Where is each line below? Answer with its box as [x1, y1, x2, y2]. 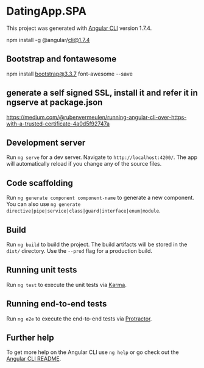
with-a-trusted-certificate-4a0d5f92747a [6, 120, 110, 127]
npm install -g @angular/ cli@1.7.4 [6, 36, 90, 43]
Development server [6, 137, 86, 147]
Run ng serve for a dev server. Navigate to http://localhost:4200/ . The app [6, 154, 198, 161]
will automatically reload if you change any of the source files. [6, 160, 162, 168]
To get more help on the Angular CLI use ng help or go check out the [6, 349, 179, 356]
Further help [6, 333, 55, 343]
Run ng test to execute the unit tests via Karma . [6, 281, 127, 288]
